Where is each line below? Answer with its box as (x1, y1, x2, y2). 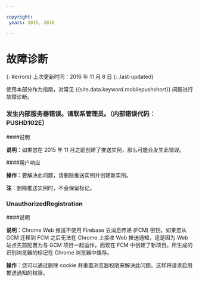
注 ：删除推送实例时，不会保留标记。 (6, 184, 95, 191)
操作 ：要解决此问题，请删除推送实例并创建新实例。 (6, 171, 132, 179)
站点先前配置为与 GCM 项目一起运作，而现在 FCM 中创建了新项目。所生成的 (6, 241, 193, 249)
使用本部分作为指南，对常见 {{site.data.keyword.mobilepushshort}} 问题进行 (6, 86, 194, 93)
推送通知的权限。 (6, 269, 48, 277)
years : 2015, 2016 (8, 19, 55, 26)
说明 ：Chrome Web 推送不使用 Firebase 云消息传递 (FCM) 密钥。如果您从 (6, 226, 187, 234)
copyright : (6, 14, 33, 20)
